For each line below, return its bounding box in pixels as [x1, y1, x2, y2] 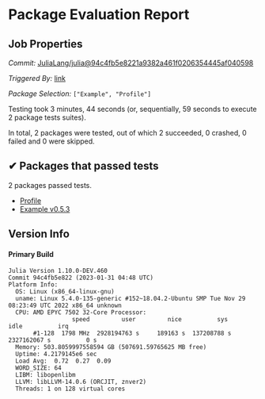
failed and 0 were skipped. [8, 136, 95, 146]
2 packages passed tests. [8, 180, 93, 190]
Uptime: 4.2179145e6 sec [15, 351, 97, 359]
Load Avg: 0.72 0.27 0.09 [15, 357, 112, 366]
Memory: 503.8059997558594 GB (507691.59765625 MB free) [15, 343, 207, 351]
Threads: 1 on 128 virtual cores [15, 385, 126, 393]
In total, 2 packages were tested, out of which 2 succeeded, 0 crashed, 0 [8, 129, 247, 137]
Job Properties [8, 37, 83, 51]
